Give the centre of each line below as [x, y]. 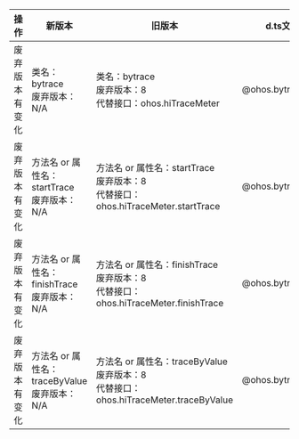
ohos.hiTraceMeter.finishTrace [160, 303]
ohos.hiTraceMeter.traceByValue [165, 400]
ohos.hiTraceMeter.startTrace [158, 206]
